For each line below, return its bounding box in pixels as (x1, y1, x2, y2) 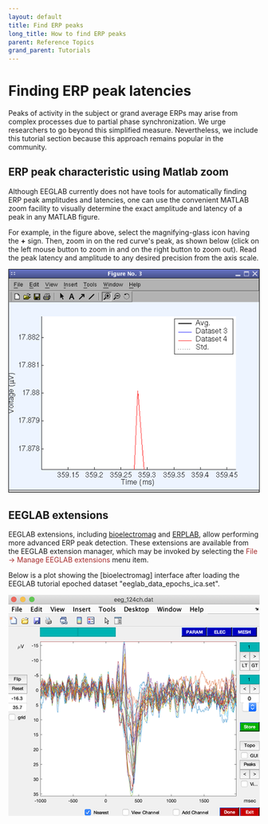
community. (8, 142, 47, 152)
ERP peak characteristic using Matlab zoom (8, 165, 229, 179)
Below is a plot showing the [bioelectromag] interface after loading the (8, 571, 240, 580)
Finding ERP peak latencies (8, 82, 191, 100)
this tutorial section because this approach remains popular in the (8, 134, 224, 144)
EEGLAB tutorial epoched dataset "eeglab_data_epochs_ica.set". (8, 579, 221, 588)
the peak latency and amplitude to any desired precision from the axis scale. (8, 252, 259, 263)
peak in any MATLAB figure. (8, 212, 100, 221)
